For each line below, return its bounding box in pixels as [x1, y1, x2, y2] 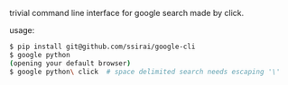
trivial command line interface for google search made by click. [9, 8, 245, 18]
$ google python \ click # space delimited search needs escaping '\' [9, 67, 281, 76]
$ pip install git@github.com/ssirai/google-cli [9, 42, 196, 51]
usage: [9, 25, 35, 35]
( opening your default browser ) [9, 58, 131, 68]
